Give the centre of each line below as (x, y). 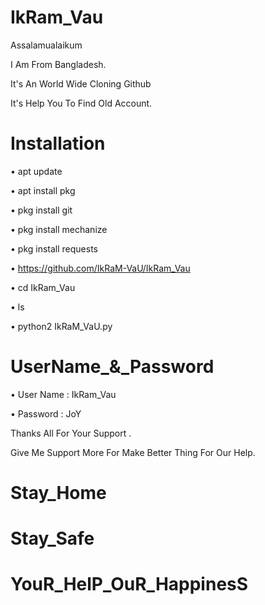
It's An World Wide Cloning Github (81, 83)
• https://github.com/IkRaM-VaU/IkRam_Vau (100, 268)
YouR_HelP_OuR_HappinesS (129, 584)
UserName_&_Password (112, 367)
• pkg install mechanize (59, 229)
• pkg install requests (54, 248)
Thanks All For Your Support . (71, 433)
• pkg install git (41, 210)
